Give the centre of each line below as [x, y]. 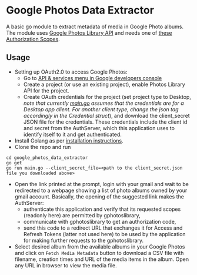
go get [14, 163]
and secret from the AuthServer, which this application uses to [99, 128]
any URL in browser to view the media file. [66, 265]
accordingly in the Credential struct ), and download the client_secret [106, 115]
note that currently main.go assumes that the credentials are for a [103, 103]
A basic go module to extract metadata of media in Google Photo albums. [95, 26]
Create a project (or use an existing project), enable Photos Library [104, 84]
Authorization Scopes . [33, 39]
